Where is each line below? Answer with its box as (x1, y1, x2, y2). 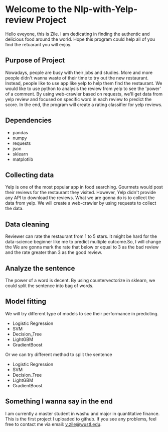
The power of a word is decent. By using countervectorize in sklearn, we (5, 278, 155, 283)
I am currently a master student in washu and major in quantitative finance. (5, 410, 160, 416)
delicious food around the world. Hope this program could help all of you (5, 36, 155, 42)
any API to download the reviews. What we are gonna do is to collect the (5, 195, 155, 201)
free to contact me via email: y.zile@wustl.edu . (5, 421, 102, 427)
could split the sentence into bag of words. (5, 283, 94, 289)
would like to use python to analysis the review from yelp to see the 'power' (5, 85, 161, 92)
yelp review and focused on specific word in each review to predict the (5, 96, 152, 102)
